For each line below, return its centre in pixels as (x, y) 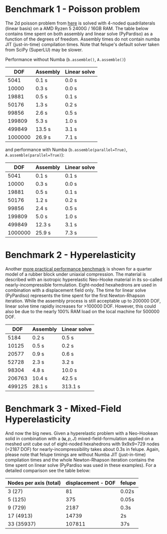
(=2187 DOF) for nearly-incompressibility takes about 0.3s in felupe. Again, (82, 449)
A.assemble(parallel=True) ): (35, 155)
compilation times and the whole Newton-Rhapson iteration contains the (80, 460)
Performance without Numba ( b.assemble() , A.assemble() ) (66, 59)
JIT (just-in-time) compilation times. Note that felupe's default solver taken (82, 44)
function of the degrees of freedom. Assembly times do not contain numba (82, 39)
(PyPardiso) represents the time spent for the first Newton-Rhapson (75, 295)
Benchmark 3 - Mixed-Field (63, 409)
